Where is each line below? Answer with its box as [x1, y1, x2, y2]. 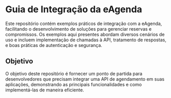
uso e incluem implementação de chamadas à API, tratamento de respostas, [5, 37, 167, 43]
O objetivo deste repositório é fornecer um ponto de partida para [5, 70, 143, 77]
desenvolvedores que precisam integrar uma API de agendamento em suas [5, 76, 165, 82]
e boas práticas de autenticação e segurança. [5, 42, 103, 48]
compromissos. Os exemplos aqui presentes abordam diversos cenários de [5, 31, 165, 37]
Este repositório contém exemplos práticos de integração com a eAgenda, [5, 20, 162, 27]
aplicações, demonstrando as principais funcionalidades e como [5, 81, 142, 87]
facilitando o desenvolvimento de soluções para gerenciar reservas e [5, 26, 152, 32]
